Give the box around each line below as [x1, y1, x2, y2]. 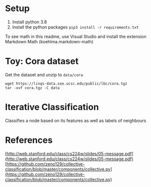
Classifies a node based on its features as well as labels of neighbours [5, 118, 146, 123]
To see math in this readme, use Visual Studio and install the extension [5, 34, 147, 39]
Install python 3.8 [12, 19, 47, 25]
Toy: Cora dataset [5, 56, 79, 67]
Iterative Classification [5, 102, 99, 113]
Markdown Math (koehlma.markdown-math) [5, 38, 94, 44]
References [5, 135, 53, 146]
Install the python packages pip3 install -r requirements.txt [12, 24, 139, 30]
